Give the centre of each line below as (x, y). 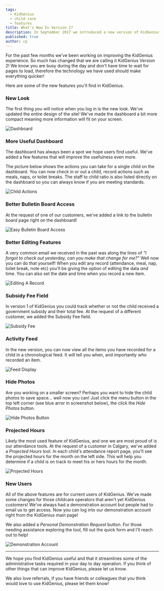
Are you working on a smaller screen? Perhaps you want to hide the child (79, 392)
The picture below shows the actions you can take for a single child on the (80, 167)
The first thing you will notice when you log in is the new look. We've (74, 109)
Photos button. (20, 408)
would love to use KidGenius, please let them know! (57, 584)
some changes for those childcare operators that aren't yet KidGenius (75, 500)
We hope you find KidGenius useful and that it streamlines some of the (76, 559)
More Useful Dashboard (34, 141)
